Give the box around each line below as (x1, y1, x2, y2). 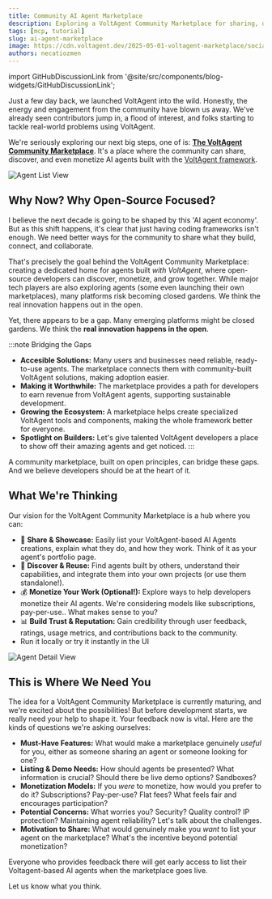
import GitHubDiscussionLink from (8, 72, 124, 81)
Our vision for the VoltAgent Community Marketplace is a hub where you (8, 511, 251, 520)
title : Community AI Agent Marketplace (8, 11, 143, 20)
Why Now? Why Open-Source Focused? (8, 193, 216, 207)
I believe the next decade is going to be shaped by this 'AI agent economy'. (8, 215, 259, 225)
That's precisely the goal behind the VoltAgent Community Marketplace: (8, 257, 249, 266)
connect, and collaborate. (8, 240, 95, 251)
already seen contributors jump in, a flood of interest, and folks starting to (8, 113, 255, 122)
